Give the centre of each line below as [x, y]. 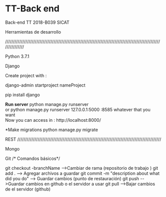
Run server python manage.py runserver [47, 104]
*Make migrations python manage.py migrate [52, 130]
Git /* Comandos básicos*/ [33, 158]
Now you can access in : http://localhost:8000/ [53, 120]
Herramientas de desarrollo [33, 32]
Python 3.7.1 [17, 56]
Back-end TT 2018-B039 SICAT [37, 22]
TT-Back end [32, 9]
